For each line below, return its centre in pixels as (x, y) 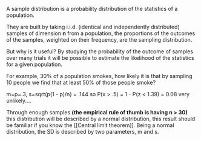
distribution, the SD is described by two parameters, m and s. (83, 132)
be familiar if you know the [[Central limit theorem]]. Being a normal (90, 125)
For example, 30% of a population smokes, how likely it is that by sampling (99, 76)
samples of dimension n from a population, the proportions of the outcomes (101, 33)
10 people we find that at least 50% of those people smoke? (81, 82)
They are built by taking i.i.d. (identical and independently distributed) (93, 27)
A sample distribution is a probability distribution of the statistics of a (92, 9)
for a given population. (34, 64)
